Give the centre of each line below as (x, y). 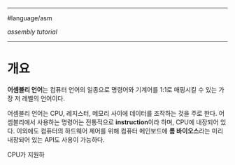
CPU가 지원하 (26, 154)
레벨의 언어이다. (43, 98)
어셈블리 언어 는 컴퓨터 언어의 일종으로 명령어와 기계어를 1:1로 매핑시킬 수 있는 (112, 89)
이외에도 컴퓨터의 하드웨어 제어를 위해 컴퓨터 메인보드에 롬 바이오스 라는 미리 (120, 131)
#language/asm (30, 18)
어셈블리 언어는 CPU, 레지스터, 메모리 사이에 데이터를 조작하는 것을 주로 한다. (112, 113)
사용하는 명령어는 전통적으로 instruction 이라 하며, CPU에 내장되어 (128, 122)
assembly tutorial (33, 32)
